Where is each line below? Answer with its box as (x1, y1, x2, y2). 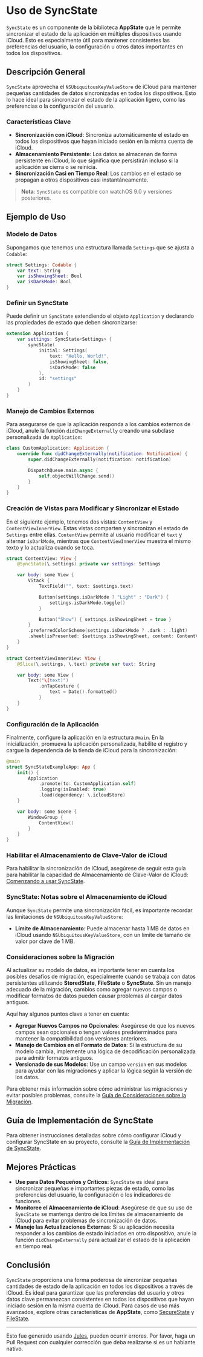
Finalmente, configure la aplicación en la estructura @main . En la (6, 734, 164, 741)
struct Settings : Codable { (6, 261, 77, 268)
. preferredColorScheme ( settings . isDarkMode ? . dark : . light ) (28, 628, 188, 634)
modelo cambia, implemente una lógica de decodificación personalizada (14, 1048, 196, 1055)
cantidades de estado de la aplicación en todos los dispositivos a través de (6, 1283, 193, 1290)
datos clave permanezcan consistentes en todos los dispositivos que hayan (6, 1295, 195, 1303)
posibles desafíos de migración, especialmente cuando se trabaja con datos (6, 973, 196, 981)
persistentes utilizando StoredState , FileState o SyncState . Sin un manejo (6, 979, 192, 987)
